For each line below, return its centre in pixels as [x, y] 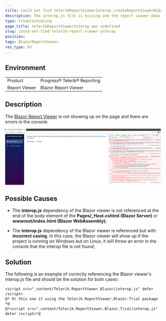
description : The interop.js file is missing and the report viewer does [83, 16]
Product [15, 81]
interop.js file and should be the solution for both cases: [62, 279]
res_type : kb [19, 47]
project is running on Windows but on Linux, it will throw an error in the [84, 241]
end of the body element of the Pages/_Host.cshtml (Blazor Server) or [85, 216]
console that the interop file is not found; [54, 247]
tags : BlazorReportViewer [32, 42]
